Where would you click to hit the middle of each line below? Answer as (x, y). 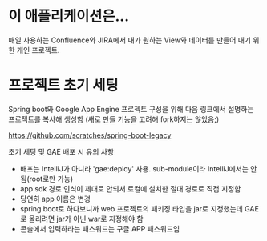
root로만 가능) (51, 179)
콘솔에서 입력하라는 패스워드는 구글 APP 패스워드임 (100, 228)
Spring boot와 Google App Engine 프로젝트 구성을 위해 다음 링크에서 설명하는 (131, 109)
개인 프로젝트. (38, 50)
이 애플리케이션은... (69, 16)
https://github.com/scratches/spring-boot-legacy (90, 135)
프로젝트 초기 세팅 (63, 86)
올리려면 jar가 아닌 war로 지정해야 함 (86, 219)
